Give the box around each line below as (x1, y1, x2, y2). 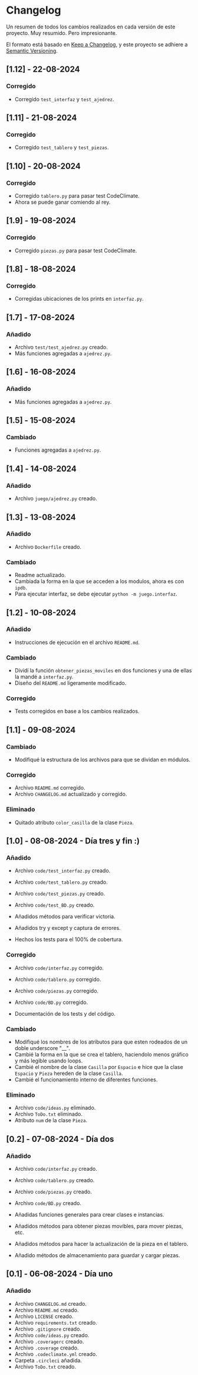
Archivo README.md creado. (14, 1306, 79, 1313)
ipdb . (14, 584, 28, 591)
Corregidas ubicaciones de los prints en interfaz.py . (14, 295, 144, 302)
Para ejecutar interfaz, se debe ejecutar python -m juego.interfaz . (14, 590, 178, 598)
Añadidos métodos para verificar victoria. (14, 913, 116, 920)
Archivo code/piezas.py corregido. (14, 987, 99, 994)
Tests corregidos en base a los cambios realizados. (14, 708, 140, 715)
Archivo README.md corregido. (14, 784, 85, 791)
